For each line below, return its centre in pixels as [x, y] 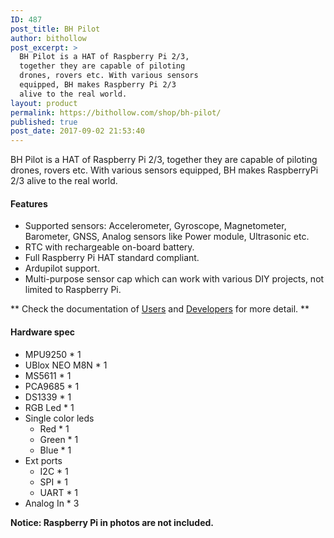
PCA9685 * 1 [52, 386]
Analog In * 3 [52, 503]
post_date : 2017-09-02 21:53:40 [77, 131]
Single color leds [59, 418]
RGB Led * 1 [49, 407]
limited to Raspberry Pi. [73, 290]
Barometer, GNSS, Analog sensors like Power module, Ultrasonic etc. [167, 237]
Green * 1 [59, 439]
